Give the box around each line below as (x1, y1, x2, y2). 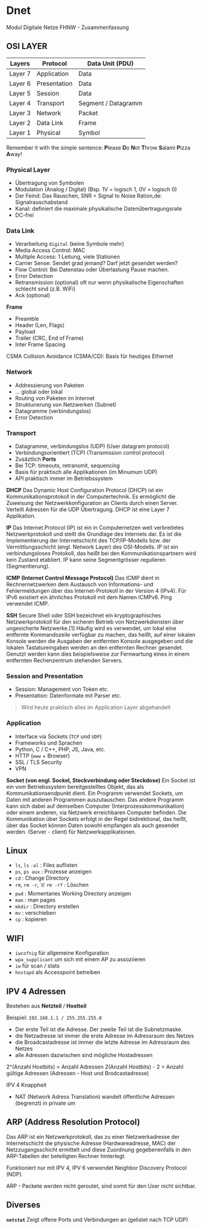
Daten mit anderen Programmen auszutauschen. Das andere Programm (6, 796, 184, 803)
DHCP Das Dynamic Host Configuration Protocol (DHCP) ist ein (6, 486, 163, 493)
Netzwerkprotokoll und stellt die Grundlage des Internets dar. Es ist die (6, 530, 182, 538)
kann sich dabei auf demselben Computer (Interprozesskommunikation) (6, 802, 185, 809)
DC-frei (14, 211, 34, 219)
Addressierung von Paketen (14, 381, 84, 389)
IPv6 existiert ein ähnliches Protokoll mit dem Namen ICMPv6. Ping (6, 593, 172, 601)
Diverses (6, 1200, 41, 1210)
